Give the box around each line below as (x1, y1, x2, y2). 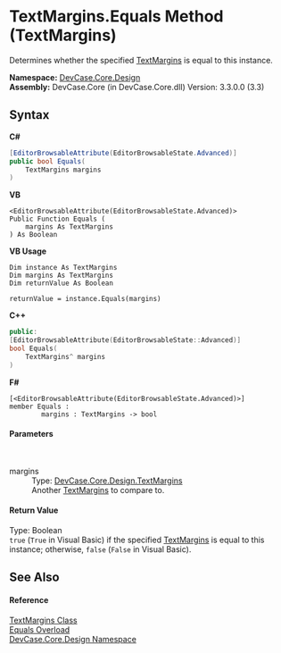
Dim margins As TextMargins (9, 271, 114, 280)
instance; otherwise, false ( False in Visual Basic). (9, 544, 192, 555)
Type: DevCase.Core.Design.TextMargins (31, 475, 183, 486)
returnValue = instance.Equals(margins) (9, 295, 162, 304)
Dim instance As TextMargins (9, 264, 118, 272)
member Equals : (9, 402, 70, 411)
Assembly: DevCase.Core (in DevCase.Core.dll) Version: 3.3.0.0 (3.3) (9, 81, 265, 92)
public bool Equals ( (9, 156, 87, 166)
